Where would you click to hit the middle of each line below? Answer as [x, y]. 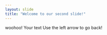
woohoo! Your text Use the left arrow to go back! [54, 27]
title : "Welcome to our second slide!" [45, 14]
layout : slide [19, 9]
